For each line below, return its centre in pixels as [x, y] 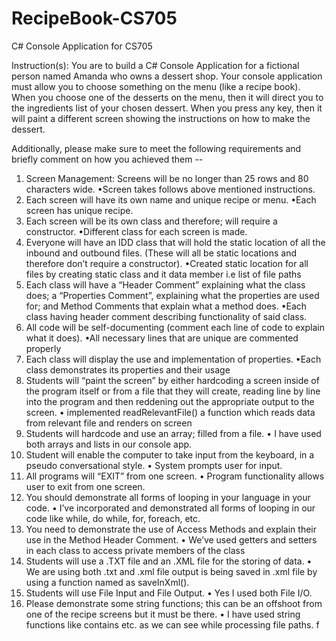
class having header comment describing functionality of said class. [166, 316]
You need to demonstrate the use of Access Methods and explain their [171, 529]
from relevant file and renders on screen [109, 423]
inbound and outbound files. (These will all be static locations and [161, 253]
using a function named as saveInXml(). [107, 582]
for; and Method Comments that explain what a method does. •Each [166, 306]
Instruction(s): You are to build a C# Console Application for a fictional [155, 65]
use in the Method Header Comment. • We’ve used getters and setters [171, 539]
